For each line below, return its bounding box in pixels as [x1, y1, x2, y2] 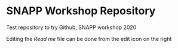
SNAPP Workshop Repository [6, 4, 156, 18]
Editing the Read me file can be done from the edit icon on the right [6, 35, 172, 42]
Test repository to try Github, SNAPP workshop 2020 [6, 24, 137, 31]
